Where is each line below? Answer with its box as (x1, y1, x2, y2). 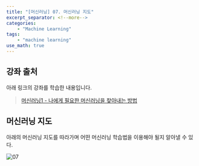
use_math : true (6, 43, 45, 49)
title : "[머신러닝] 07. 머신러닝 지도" (6, 8, 94, 15)
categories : (6, 20, 36, 26)
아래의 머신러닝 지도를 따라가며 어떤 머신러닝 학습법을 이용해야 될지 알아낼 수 (6, 133, 188, 141)
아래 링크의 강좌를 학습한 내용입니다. (6, 84, 92, 91)
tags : (6, 32, 20, 38)
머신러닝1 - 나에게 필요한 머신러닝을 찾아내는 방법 (21, 96, 138, 104)
